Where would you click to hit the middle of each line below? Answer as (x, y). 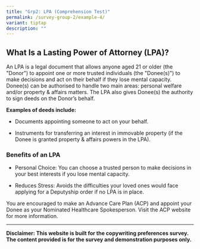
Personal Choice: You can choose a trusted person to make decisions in (103, 168)
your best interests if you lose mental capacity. (72, 174)
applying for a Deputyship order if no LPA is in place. (79, 192)
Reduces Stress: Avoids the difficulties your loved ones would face (96, 186)
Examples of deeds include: (41, 110)
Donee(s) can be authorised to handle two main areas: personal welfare (94, 86)
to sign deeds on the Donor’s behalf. (51, 98)
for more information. (32, 216)
